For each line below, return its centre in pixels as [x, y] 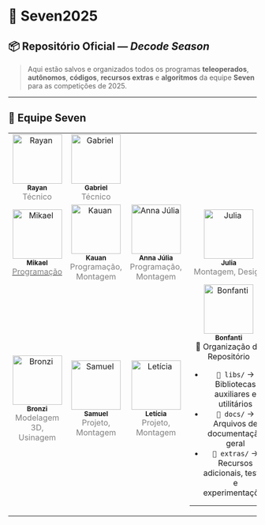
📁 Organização [223, 347]
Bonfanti [229, 337]
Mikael [37, 262]
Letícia [156, 414]
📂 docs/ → [235, 414]
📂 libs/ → [235, 374]
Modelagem [37, 418]
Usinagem [37, 437]
